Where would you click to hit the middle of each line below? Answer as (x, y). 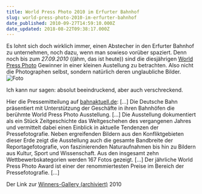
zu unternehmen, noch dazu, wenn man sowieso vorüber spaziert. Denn (96, 53)
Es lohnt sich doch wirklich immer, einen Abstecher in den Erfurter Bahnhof (100, 46)
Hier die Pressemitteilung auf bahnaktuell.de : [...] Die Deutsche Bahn (92, 102)
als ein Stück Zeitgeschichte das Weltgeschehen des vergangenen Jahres (99, 121)
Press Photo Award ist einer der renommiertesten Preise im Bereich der (95, 166)
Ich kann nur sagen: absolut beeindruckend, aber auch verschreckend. (95, 90)
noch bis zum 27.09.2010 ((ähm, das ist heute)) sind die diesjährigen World (100, 59)
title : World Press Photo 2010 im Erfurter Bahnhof (73, 12)
